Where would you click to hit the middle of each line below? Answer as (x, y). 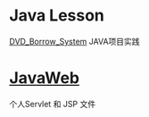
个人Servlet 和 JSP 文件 (53, 104)
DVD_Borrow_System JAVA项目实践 (74, 41)
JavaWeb (45, 78)
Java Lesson (57, 16)
